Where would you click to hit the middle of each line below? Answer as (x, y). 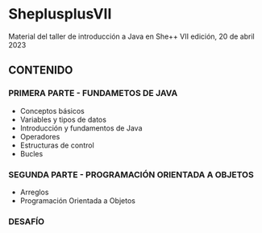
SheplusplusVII (60, 14)
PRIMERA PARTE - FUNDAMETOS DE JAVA (93, 94)
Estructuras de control (57, 145)
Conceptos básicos (52, 110)
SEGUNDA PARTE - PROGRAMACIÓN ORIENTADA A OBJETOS (131, 174)
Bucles (31, 153)
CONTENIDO (41, 71)
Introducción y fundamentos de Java (81, 128)
